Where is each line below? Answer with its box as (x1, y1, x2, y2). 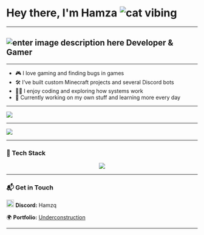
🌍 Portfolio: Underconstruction (6, 214, 86, 221)
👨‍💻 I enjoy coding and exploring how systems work (15, 87, 144, 94)
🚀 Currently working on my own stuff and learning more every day (15, 94, 181, 101)
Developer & (126, 38, 174, 48)
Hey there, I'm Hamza (6, 6, 118, 20)
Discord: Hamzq (15, 202, 56, 209)
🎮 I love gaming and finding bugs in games (15, 69, 124, 77)
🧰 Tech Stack (6, 149, 46, 157)
